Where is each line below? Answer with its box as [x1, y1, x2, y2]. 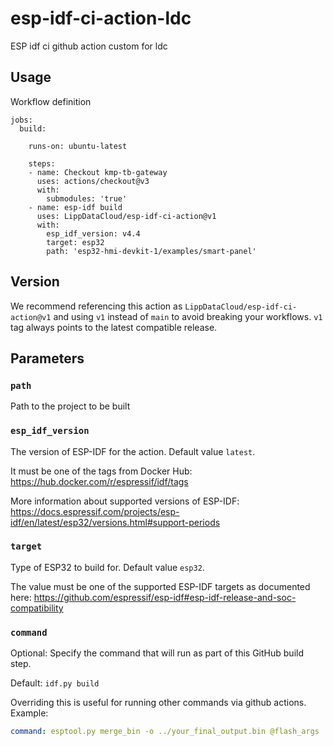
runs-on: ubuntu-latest [28, 141, 128, 151]
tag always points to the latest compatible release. [10, 321, 218, 333]
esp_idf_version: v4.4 [46, 228, 141, 239]
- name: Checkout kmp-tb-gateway [28, 167, 168, 177]
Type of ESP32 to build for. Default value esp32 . [10, 561, 205, 573]
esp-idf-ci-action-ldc [10, 7, 192, 30]
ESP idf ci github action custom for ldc [10, 40, 168, 52]
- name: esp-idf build [28, 202, 123, 212]
